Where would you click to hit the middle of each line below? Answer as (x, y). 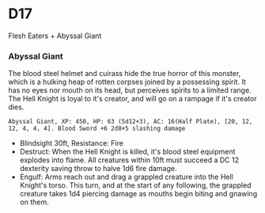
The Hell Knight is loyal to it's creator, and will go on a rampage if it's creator (132, 99)
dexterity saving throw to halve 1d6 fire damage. (98, 169)
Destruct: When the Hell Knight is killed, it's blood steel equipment (127, 152)
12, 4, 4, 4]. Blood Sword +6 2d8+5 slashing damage (97, 129)
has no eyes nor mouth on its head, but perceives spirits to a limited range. (130, 90)
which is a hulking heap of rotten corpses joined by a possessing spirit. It (127, 82)
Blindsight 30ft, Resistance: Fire (72, 143)
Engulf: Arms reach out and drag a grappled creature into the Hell (126, 177)
